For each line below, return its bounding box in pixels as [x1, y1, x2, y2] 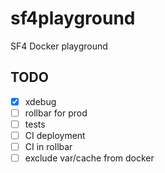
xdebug [24, 95, 57, 107]
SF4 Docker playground [10, 40, 108, 52]
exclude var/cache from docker [24, 152, 155, 164]
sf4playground [10, 7, 136, 30]
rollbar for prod [24, 107, 88, 119]
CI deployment [24, 129, 86, 141]
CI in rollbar [24, 141, 73, 152]
